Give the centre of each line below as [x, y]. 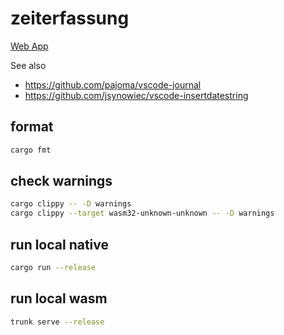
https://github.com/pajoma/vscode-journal [113, 84]
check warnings [61, 181]
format [32, 127]
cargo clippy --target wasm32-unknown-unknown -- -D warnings [142, 213]
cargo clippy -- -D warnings [71, 204]
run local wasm [59, 298]
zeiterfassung [70, 18]
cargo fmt [31, 150]
